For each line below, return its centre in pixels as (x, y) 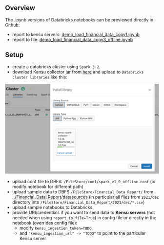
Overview (20, 8)
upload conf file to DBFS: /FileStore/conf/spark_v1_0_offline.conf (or (84, 181)
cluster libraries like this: (40, 77)
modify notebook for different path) (48, 187)
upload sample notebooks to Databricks (52, 207)
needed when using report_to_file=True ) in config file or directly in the (84, 217)
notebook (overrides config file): (45, 223)
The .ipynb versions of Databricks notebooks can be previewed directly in (79, 19)
